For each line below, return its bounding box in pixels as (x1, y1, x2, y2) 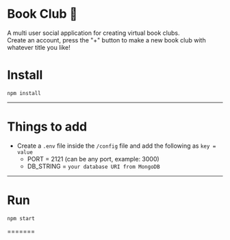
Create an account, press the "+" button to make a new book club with (7, 36, 207, 44)
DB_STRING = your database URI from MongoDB (27, 162, 160, 170)
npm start (7, 215, 36, 222)
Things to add (7, 119, 88, 135)
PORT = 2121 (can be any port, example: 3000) (27, 155, 159, 163)
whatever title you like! (7, 43, 71, 51)
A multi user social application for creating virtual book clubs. (7, 29, 180, 37)
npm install (7, 90, 41, 96)
